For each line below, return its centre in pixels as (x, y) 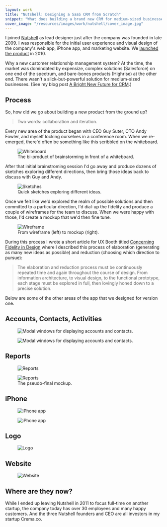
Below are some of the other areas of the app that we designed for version (82, 298)
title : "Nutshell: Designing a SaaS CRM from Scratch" (63, 14)
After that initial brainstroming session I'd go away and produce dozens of (81, 167)
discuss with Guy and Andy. (34, 177)
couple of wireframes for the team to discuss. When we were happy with (80, 212)
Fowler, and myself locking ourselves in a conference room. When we (76, 137)
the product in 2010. (26, 54)
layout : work (19, 10)
